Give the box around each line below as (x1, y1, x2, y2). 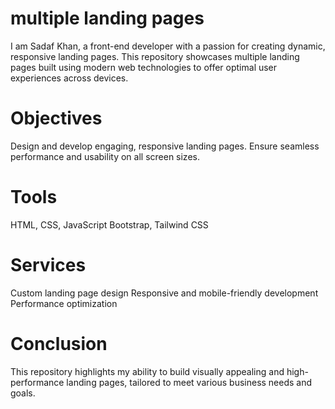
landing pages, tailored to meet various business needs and (66, 376, 313, 388)
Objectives (10, 107, 103, 130)
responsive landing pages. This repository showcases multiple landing (10, 50, 300, 62)
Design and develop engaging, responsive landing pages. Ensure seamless (10, 140, 320, 152)
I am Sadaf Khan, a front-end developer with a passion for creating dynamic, (10, 40, 326, 52)
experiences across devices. (10, 72, 129, 84)
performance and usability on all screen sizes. (10, 150, 200, 162)
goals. (10, 387, 36, 399)
